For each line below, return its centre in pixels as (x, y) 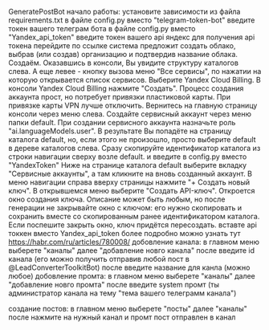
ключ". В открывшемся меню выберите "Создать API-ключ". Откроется (132, 191)
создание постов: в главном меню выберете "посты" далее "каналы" (128, 309)
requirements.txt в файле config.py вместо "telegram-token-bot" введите (132, 20)
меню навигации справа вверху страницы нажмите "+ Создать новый (129, 182)
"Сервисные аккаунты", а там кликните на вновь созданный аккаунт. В (130, 173)
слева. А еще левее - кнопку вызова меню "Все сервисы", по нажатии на (135, 71)
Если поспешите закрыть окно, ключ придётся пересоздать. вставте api (132, 225)
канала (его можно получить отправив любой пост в (99, 259)
